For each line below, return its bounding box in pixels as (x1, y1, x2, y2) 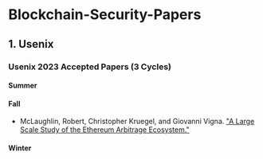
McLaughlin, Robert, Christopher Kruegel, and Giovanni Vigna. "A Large (19, 117, 255, 126)
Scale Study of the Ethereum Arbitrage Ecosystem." (19, 125, 190, 134)
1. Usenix (8, 37, 54, 51)
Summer (8, 81, 37, 91)
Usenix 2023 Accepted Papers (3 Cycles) (8, 61, 171, 72)
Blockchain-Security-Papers (8, 6, 202, 24)
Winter (8, 143, 32, 153)
